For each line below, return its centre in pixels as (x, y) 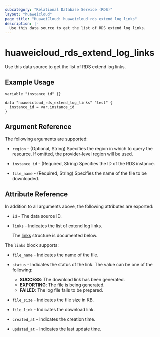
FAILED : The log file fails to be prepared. (61, 290)
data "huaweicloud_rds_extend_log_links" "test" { (59, 103)
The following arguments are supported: (47, 139)
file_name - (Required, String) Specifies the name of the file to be (80, 173)
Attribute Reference (37, 195)
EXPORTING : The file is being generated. (62, 285)
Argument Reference (38, 127)
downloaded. (26, 178)
